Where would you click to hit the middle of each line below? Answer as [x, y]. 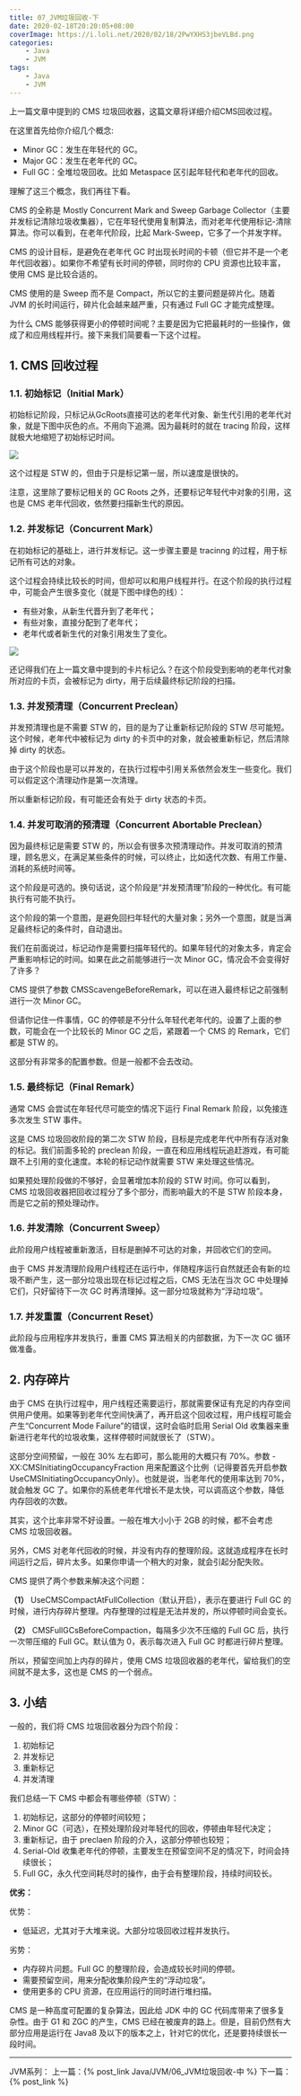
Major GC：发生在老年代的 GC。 [82, 160]
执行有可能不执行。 [45, 898]
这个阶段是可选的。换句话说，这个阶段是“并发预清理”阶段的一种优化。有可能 [150, 888]
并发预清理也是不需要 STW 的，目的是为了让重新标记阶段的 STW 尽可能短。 [149, 727]
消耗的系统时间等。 [45, 869]
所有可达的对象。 [48, 562]
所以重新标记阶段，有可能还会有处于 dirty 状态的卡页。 [111, 799]
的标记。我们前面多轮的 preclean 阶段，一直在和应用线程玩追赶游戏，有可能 [149, 1150]
